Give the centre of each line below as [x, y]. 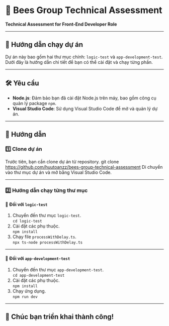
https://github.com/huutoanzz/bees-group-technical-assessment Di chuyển [84, 167]
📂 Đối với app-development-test [38, 258]
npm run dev [25, 297]
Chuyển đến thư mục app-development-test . [58, 269]
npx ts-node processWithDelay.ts [48, 243]
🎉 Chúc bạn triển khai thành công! [60, 317]
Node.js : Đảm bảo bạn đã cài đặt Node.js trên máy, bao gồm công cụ [84, 98]
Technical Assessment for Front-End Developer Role [61, 24]
